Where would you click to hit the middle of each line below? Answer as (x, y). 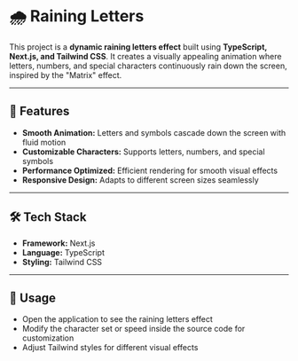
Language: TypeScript (63, 252)
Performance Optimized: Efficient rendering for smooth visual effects (149, 170)
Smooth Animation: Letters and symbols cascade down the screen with (154, 132)
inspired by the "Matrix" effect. (66, 75)
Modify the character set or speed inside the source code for (133, 329)
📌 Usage (32, 298)
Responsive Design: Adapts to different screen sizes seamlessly (140, 180)
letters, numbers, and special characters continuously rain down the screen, (148, 66)
